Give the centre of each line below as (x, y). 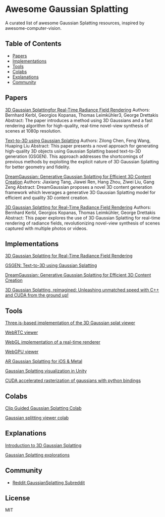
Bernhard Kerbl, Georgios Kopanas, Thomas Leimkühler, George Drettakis (80, 213)
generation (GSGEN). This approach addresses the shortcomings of (74, 156)
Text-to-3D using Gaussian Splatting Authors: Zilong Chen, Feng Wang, (78, 141)
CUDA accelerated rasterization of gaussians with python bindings (73, 380)
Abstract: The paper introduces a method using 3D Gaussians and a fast (79, 120)
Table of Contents (33, 44)
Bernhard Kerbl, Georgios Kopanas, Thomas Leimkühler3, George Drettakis (82, 115)
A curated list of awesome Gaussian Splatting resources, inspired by (75, 23)
